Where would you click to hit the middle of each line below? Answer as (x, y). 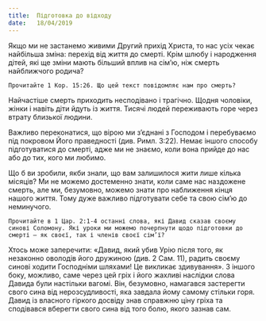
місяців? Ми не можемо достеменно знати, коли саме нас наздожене (127, 181)
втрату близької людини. (50, 117)
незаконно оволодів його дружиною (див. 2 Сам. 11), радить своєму (124, 258)
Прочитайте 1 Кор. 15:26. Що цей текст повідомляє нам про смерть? (122, 85)
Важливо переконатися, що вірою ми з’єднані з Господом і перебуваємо (132, 132)
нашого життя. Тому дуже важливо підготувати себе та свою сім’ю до (128, 198)
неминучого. (30, 206)
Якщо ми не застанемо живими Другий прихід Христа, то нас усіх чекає (132, 45)
